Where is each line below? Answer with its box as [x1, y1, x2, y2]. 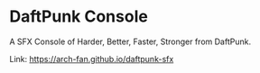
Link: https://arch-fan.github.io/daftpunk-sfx [9, 53, 174, 64]
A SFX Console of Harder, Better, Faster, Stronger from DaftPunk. [9, 36, 251, 47]
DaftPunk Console [9, 6, 149, 27]
